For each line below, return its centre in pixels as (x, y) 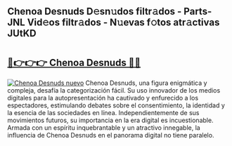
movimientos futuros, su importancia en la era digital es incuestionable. (110, 120)
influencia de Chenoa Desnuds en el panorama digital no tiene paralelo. (111, 135)
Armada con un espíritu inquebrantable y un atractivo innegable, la (104, 128)
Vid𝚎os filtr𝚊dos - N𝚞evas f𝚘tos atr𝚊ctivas (123, 23)
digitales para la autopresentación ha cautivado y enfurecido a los (103, 98)
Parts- (198, 12)
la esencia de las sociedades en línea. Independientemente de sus (103, 113)
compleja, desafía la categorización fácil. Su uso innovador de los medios (114, 90)
